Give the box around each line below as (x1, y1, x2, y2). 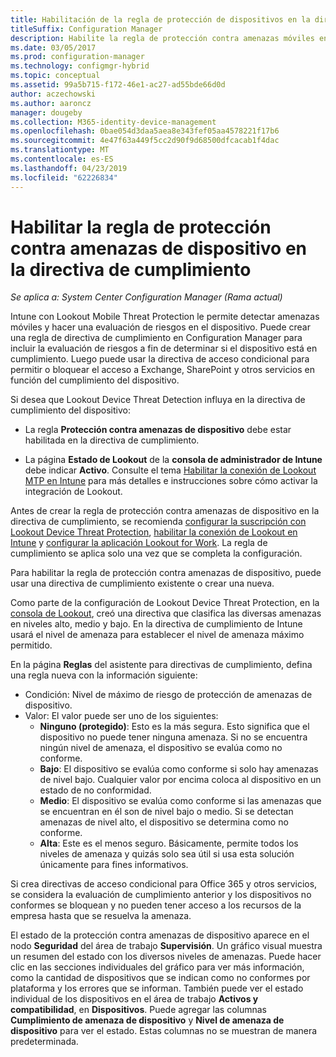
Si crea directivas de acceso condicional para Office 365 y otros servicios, (10, 878, 318, 890)
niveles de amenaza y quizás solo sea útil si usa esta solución (39, 848, 295, 860)
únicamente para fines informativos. (39, 859, 189, 871)
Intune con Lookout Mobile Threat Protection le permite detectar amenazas (10, 311, 320, 323)
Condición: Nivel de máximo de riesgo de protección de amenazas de (24, 689, 313, 701)
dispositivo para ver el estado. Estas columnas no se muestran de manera (10, 1025, 318, 1037)
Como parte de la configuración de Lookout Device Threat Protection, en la (10, 597, 320, 609)
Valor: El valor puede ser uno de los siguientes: (24, 710, 219, 722)
